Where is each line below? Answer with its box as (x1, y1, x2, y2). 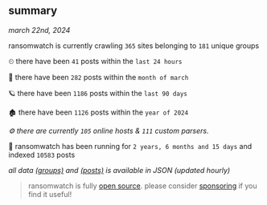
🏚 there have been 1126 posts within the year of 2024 (8, 107, 189, 117)
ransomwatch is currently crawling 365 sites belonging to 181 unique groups (8, 41, 260, 50)
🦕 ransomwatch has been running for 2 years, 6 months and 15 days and (8, 141, 253, 151)
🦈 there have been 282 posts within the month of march (8, 72, 189, 82)
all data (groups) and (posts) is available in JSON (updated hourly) (8, 165, 231, 175)
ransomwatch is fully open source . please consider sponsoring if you (27, 181, 257, 191)
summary (8, 4, 58, 18)
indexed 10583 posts (8, 150, 76, 159)
